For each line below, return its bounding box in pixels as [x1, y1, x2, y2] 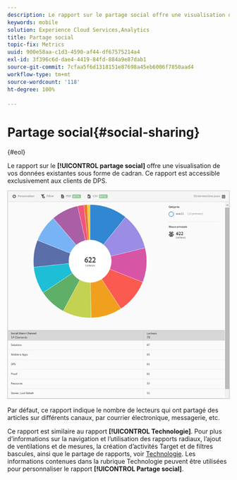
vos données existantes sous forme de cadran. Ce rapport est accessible [7, 169, 220, 178]
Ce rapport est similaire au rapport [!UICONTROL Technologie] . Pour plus [7, 427, 222, 436]
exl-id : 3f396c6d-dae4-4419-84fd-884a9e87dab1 [7, 56, 147, 64]
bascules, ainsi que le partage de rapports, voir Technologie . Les [7, 450, 196, 458]
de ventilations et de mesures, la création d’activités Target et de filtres [7, 442, 214, 451]
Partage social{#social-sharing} [7, 124, 200, 140]
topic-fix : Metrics [7, 41, 65, 49]
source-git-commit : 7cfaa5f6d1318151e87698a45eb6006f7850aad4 [7, 64, 194, 71]
